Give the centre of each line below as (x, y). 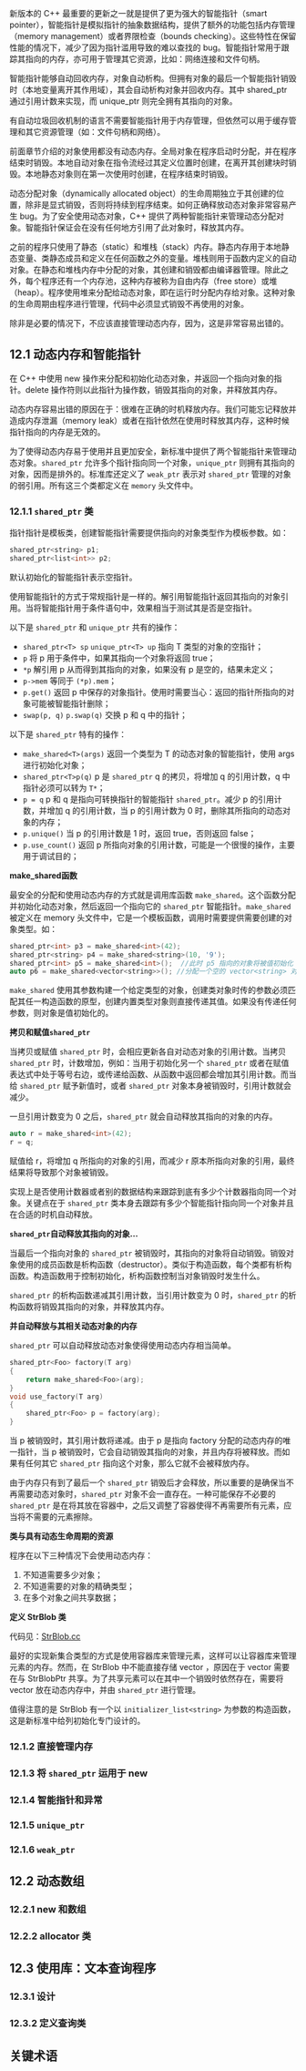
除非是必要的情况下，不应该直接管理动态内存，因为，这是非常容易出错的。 (149, 323)
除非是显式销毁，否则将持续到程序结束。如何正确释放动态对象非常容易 (157, 205)
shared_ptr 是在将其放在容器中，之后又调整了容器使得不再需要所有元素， (147, 1505)
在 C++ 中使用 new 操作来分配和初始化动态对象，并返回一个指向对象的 (142, 378)
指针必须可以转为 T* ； (64, 787)
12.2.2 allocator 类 (51, 1936)
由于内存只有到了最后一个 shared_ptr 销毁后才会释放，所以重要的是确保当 (148, 1482)
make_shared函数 (43, 875)
